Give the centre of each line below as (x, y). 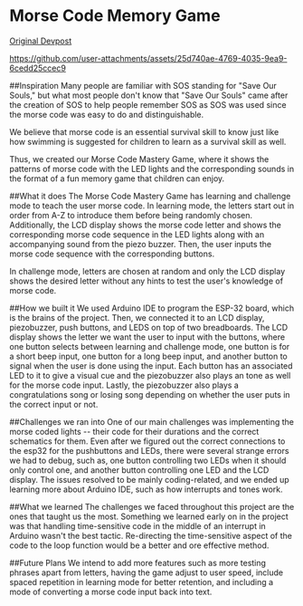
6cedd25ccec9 (38, 68)
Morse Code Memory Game (115, 16)
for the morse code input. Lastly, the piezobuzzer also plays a (124, 385)
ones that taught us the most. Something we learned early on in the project (149, 516)
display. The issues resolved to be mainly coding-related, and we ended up (149, 479)
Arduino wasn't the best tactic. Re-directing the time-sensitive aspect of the (151, 535)
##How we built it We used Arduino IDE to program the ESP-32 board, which (152, 308)
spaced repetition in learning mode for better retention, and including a (142, 582)
